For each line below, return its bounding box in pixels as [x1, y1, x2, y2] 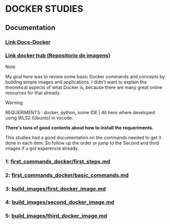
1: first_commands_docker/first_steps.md [5, 158, 111, 165]
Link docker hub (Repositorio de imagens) [5, 52, 111, 59]
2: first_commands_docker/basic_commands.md [5, 171, 129, 178]
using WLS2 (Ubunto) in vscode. [5, 115, 74, 121]
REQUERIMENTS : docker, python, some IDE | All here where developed [5, 109, 155, 115]
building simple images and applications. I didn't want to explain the [5, 79, 147, 85]
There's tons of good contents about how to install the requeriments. [5, 124, 154, 131]
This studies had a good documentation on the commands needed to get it [5, 134, 161, 140]
